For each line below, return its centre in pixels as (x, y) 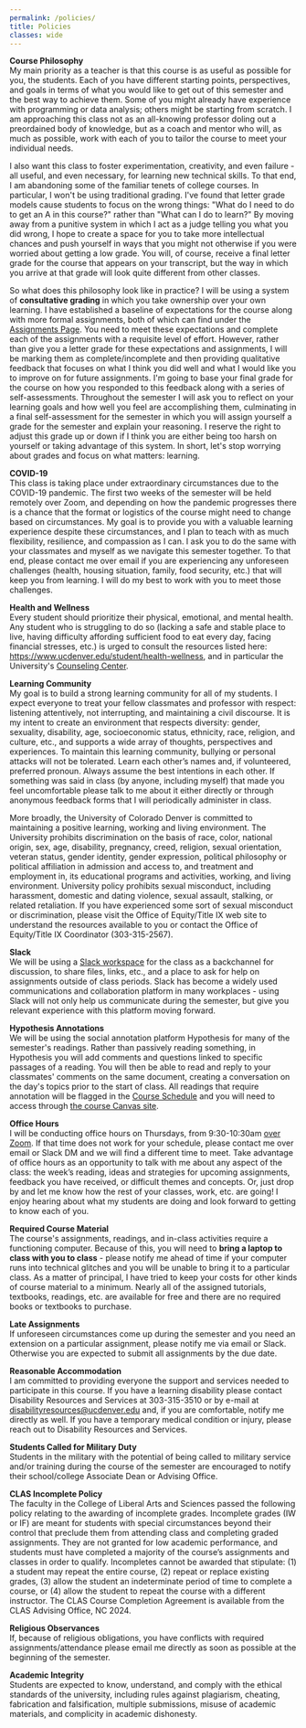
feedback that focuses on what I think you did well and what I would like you (153, 368)
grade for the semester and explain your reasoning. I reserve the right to (145, 427)
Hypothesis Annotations (57, 1029)
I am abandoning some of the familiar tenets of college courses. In (134, 186)
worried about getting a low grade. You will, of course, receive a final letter (150, 253)
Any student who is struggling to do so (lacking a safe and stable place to (148, 627)
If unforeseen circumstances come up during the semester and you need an (153, 1334)
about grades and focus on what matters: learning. (105, 456)
